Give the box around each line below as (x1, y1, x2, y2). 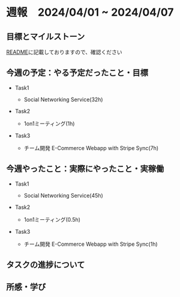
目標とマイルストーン (6, 31, 85, 42)
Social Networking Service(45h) (23, 192, 103, 199)
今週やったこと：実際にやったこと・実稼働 (6, 164, 164, 174)
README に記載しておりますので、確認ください (6, 49, 122, 55)
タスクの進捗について (6, 260, 85, 270)
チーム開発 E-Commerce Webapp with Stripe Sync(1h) (23, 240, 158, 248)
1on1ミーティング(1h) (23, 120, 75, 127)
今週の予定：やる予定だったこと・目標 (6, 67, 148, 78)
